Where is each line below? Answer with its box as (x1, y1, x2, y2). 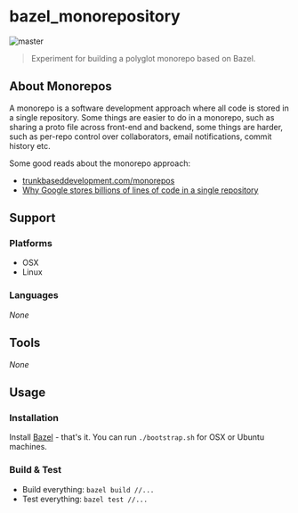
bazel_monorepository (9, 6, 181, 27)
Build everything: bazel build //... (21, 484, 155, 494)
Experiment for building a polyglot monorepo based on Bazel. (30, 53, 256, 63)
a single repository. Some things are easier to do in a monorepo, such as (9, 112, 275, 122)
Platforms (9, 237, 53, 250)
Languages (9, 289, 60, 302)
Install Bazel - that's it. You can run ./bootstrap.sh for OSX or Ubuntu (9, 432, 265, 443)
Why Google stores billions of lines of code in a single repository (21, 185, 259, 195)
